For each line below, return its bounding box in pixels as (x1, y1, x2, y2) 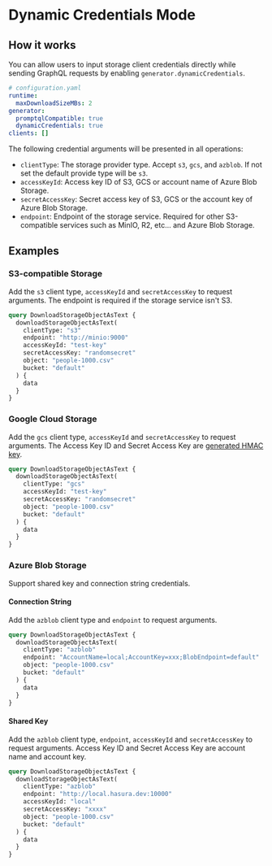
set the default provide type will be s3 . (19, 168, 149, 178)
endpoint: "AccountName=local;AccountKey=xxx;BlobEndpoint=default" (23, 653, 260, 662)
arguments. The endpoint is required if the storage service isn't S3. (8, 295, 233, 305)
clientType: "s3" (23, 326, 82, 334)
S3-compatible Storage (8, 268, 103, 280)
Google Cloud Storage (8, 413, 97, 424)
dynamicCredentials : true (15, 122, 104, 130)
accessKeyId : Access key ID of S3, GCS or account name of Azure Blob (19, 177, 257, 187)
